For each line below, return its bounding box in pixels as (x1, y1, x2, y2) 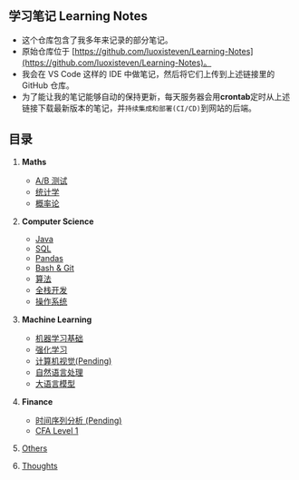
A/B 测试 (34, 175, 68, 186)
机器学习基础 (34, 332, 83, 343)
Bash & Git (34, 262, 74, 273)
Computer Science (21, 216, 94, 227)
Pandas (34, 252, 64, 263)
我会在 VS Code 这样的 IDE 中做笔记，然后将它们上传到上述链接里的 (21, 68, 275, 79)
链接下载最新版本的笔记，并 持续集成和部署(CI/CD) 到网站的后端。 (21, 103, 257, 113)
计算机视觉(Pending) (34, 355, 112, 366)
